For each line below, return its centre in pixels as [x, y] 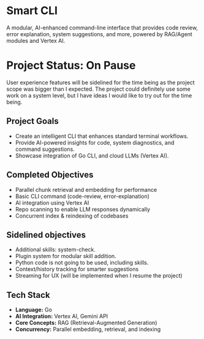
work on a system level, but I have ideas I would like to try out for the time [99, 95]
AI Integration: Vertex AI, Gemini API [62, 316]
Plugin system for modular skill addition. [66, 256]
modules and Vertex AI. [36, 40]
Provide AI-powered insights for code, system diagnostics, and [95, 142]
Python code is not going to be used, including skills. [82, 263]
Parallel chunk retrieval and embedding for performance [86, 189]
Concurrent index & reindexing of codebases [72, 216]
